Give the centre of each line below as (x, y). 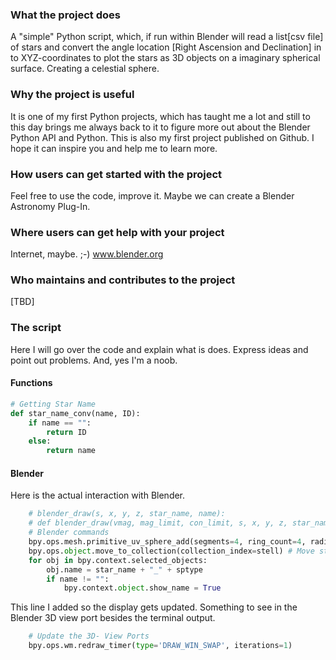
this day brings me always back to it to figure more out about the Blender (160, 127)
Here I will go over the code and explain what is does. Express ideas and (159, 349)
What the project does (65, 15)
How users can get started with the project (116, 174)
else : (40, 441)
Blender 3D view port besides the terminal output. (113, 618)
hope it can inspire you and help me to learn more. (114, 148)
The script (36, 328)
